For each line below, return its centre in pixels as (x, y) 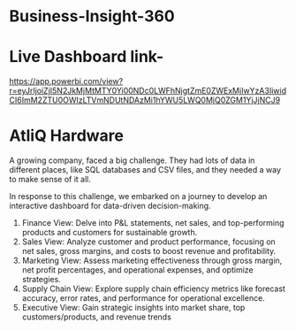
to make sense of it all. (50, 180)
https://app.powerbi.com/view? (66, 81)
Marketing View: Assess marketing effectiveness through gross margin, (152, 261)
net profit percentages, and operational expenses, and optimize (137, 270)
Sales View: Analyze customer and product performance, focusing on (148, 242)
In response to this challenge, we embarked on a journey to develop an (138, 196)
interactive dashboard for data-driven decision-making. (110, 206)
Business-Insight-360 (92, 16)
